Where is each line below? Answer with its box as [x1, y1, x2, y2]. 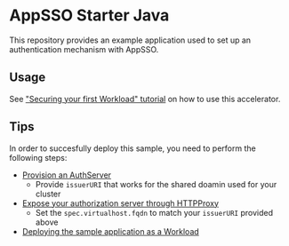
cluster [35, 188, 61, 199]
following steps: [9, 152, 68, 163]
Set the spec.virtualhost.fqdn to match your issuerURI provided [35, 207, 274, 218]
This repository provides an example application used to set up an [9, 35, 252, 45]
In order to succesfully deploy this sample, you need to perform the [9, 143, 256, 154]
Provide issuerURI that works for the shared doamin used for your [35, 179, 277, 189]
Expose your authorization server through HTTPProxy [21, 197, 220, 209]
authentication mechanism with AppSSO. [9, 44, 159, 54]
